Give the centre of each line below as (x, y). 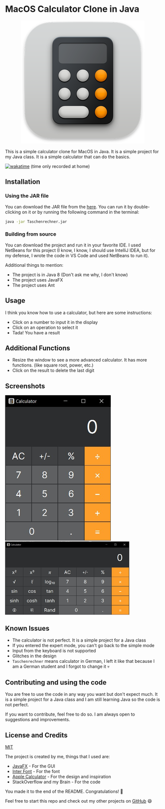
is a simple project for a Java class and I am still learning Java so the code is (82, 699)
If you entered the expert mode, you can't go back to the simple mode (83, 646)
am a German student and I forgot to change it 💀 (61, 667)
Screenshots (25, 386)
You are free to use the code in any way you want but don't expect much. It (82, 694)
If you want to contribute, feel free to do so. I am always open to (70, 714)
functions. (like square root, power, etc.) (53, 365)
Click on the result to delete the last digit (53, 370)
